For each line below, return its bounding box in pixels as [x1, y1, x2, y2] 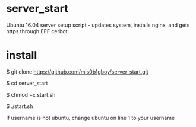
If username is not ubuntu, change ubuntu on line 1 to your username [6, 114, 175, 121]
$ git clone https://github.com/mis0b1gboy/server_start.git [6, 68, 148, 75]
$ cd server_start [6, 80, 48, 87]
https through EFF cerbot [6, 27, 68, 34]
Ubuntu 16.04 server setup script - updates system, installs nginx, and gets [6, 21, 190, 28]
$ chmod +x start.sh [6, 91, 56, 98]
